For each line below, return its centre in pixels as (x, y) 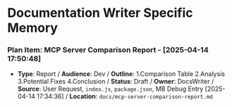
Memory (33, 28)
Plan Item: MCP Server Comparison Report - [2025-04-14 (108, 50)
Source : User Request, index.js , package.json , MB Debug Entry (110, 89)
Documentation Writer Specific (100, 13)
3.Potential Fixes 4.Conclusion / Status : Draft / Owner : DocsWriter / (116, 82)
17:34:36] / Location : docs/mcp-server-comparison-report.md (124, 96)
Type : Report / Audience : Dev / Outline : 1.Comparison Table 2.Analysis (121, 74)
